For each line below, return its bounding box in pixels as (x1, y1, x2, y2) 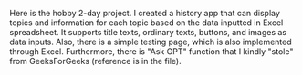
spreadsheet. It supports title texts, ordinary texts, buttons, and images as (9, 27, 287, 37)
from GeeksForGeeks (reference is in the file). (9, 56, 182, 66)
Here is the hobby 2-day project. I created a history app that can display (9, 8, 281, 18)
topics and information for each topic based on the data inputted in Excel (9, 17, 284, 28)
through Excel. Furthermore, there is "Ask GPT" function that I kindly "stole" (9, 46, 294, 57)
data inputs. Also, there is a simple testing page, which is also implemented (9, 36, 292, 47)
